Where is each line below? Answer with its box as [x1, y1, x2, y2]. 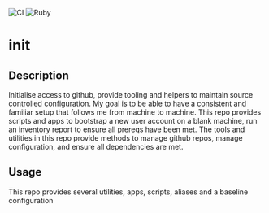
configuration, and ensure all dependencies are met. [8, 142, 184, 151]
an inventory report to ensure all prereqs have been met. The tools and [8, 124, 245, 134]
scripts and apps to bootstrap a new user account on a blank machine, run [8, 116, 258, 125]
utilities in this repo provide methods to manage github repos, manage [8, 133, 243, 142]
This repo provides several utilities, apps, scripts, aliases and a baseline [8, 187, 249, 197]
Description [8, 68, 69, 82]
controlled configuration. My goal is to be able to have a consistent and [8, 98, 247, 108]
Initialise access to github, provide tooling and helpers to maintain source [8, 90, 254, 99]
